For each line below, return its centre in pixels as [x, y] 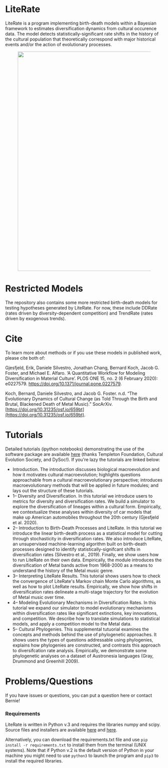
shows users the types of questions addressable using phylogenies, [83, 640]
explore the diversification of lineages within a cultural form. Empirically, [87, 506]
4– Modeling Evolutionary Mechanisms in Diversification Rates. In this [84, 602]
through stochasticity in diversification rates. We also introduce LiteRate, [87, 538]
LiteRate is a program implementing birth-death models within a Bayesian [81, 23]
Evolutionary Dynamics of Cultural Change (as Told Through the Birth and [81, 399]
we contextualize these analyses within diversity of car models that [82, 512]
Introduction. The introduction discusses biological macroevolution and [86, 469]
